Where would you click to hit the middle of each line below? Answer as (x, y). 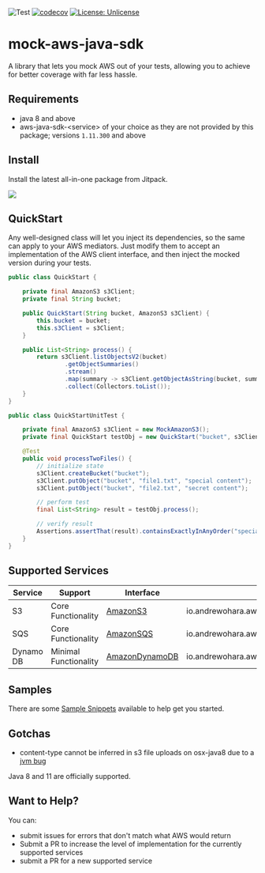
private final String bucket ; (72, 299)
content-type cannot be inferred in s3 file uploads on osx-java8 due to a (137, 753)
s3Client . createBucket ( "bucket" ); (93, 473)
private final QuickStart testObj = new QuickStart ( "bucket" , (127, 437)
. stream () (80, 372)
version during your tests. (50, 263)
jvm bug (33, 761)
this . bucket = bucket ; (74, 320)
